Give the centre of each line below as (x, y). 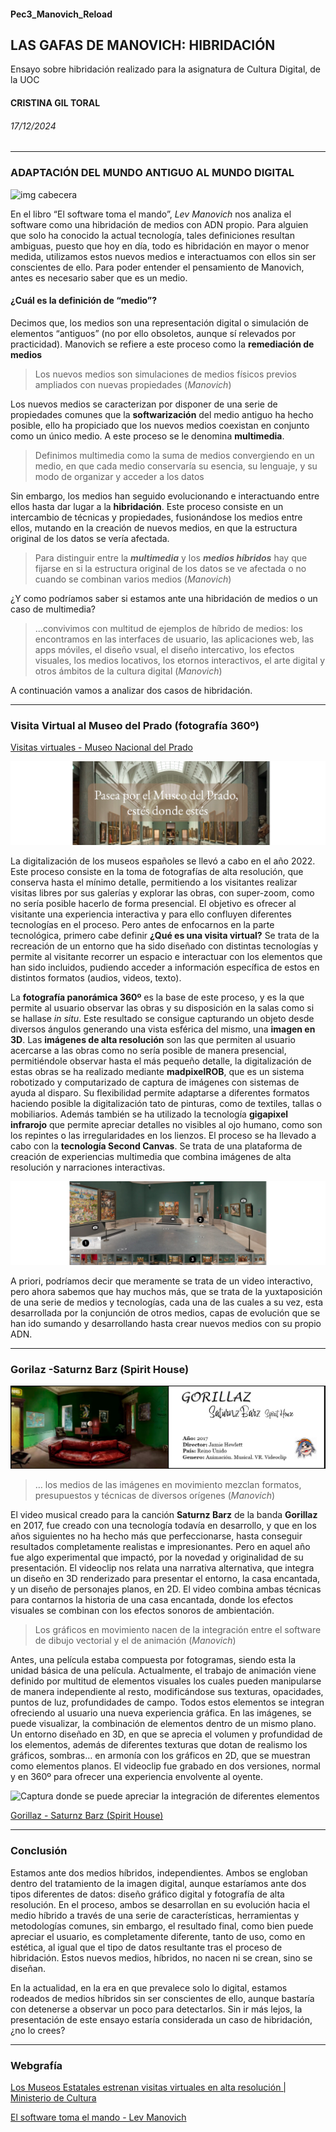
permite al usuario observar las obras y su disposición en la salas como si (162, 1007)
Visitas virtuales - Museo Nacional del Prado (101, 747)
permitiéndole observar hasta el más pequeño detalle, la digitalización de (161, 1061)
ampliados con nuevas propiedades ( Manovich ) (133, 384)
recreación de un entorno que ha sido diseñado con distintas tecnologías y (164, 946)
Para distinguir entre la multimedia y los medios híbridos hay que (171, 557)
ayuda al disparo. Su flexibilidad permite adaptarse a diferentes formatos (160, 1092)
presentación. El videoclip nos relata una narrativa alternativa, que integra (162, 1568)
